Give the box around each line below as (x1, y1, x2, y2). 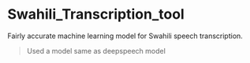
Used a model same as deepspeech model (26, 46, 166, 55)
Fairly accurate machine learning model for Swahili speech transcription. (7, 31, 244, 40)
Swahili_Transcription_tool (7, 5, 185, 23)
